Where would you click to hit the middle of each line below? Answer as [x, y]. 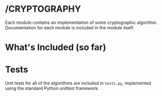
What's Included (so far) [56, 48]
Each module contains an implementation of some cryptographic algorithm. [81, 22]
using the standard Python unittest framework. [52, 88]
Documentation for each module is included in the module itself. [70, 27]
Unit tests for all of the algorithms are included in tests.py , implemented [78, 83]
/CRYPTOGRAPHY [43, 9]
